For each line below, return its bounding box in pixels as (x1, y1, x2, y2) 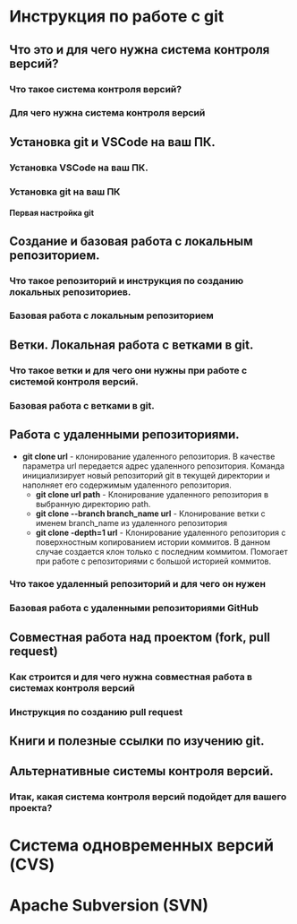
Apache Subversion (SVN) (9, 894, 208, 915)
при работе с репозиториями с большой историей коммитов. (35, 556, 272, 566)
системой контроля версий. (9, 375, 139, 387)
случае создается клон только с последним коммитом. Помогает (35, 546, 288, 557)
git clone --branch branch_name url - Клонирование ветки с (35, 508, 266, 519)
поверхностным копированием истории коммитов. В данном (35, 536, 271, 548)
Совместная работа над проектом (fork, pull (9, 629, 271, 644)
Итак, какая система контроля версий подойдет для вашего (9, 790, 287, 803)
